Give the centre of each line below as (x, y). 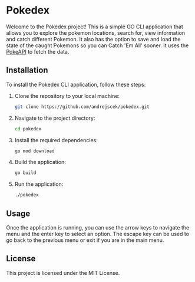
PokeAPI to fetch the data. (38, 51)
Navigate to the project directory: (55, 118)
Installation (27, 70)
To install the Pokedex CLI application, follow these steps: (76, 84)
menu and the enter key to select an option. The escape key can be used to (98, 234)
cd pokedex (28, 129)
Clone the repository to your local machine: (67, 96)
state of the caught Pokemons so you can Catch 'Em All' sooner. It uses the (97, 45)
